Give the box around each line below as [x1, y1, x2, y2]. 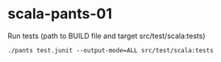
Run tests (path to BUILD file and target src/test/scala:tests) [7, 31, 206, 41]
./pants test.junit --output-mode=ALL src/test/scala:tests [7, 46, 215, 54]
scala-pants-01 [7, 5, 113, 23]
